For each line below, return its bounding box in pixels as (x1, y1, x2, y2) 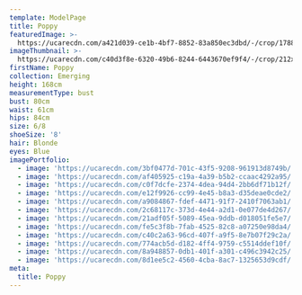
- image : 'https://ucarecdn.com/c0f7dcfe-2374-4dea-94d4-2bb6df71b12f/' (17, 181, 296, 190)
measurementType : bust (9, 88, 94, 97)
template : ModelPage (9, 13, 87, 22)
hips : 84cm (9, 113, 50, 122)
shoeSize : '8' (9, 130, 63, 139)
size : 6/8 (9, 122, 47, 131)
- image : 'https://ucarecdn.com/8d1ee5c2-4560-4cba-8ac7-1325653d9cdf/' (17, 255, 296, 265)
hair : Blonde (9, 139, 58, 147)
